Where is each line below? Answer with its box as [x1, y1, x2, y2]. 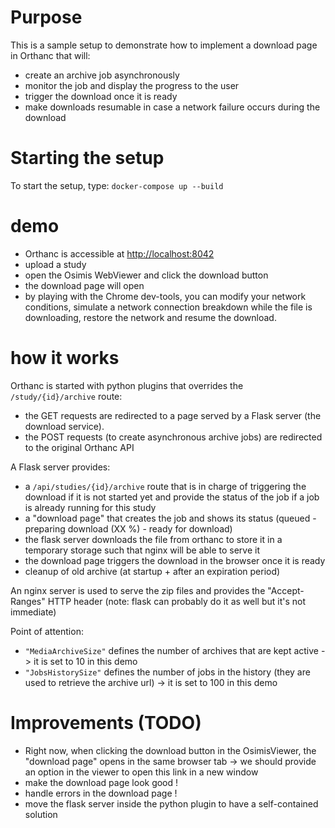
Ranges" [10, 595, 46, 607]
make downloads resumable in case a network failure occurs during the [24, 101, 321, 113]
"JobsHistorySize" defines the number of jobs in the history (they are [24, 666, 311, 678]
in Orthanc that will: [10, 49, 91, 61]
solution [24, 808, 58, 820]
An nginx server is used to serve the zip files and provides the [10, 584, 266, 596]
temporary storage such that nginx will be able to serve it [24, 544, 260, 556]
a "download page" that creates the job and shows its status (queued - [24, 512, 317, 524]
